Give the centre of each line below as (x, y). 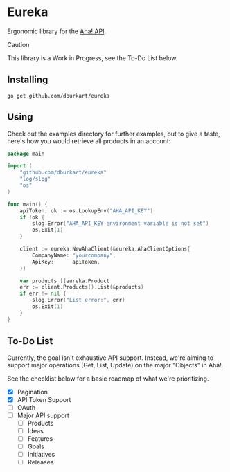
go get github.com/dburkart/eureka (59, 96)
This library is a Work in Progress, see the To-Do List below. (92, 58)
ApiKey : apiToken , (66, 262)
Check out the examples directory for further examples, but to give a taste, (114, 134)
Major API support (43, 415)
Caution (18, 44)
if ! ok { (32, 217)
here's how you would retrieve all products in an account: (89, 141)
